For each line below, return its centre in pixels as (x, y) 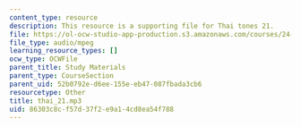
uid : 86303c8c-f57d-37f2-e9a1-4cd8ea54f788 (92, 109)
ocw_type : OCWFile (43, 59)
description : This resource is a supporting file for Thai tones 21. (142, 26)
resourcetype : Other (48, 92)
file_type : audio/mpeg (52, 42)
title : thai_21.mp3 (46, 101)
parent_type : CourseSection (62, 76)
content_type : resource (54, 17)
